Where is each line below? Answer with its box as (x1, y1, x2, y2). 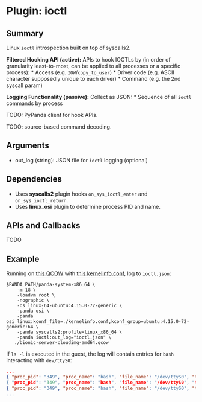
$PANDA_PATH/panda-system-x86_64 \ (6, 282, 96, 288)
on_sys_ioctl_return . (14, 196, 68, 203)
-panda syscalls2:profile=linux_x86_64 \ (17, 329, 122, 336)
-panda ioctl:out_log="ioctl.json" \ (17, 334, 112, 340)
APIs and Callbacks (6, 220, 81, 231)
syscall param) (6, 81, 43, 89)
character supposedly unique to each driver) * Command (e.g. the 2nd (6, 75, 181, 82)
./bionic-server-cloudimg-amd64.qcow (14, 340, 109, 346)
